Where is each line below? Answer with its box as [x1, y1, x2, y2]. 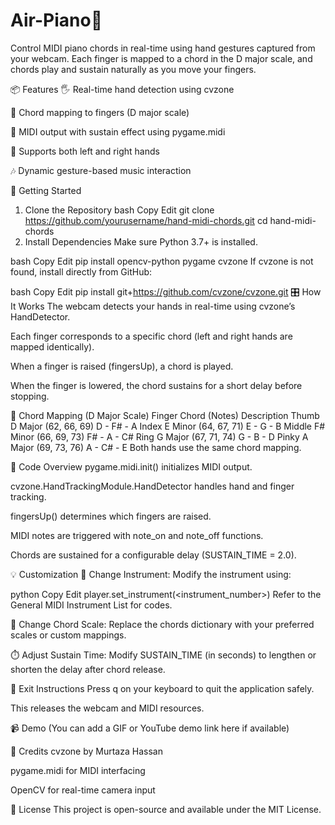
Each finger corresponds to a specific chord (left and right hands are [10, 330, 293, 342]
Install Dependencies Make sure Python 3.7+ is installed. [24, 235, 258, 248]
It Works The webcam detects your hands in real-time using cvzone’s [10, 300, 296, 312]
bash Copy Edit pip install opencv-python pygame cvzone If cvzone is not [10, 255, 314, 267]
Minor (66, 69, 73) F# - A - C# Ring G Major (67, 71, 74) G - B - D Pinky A [10, 430, 309, 443]
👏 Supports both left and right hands [10, 145, 160, 157]
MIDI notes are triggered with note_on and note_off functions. [10, 529, 264, 541]
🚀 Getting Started [10, 184, 82, 196]
